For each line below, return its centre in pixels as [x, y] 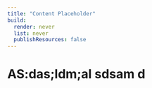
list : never [31, 33]
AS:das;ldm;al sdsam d [76, 74]
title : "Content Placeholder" [52, 14]
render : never [34, 27]
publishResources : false [50, 40]
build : [17, 20]
